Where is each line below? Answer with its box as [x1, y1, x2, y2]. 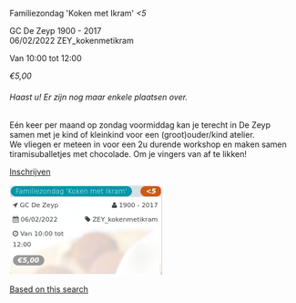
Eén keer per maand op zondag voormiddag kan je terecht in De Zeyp [9, 120, 271, 131]
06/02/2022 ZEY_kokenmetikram [9, 36, 134, 46]
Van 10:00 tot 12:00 [9, 53, 82, 63]
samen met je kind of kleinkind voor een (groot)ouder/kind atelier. [9, 130, 255, 141]
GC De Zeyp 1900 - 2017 [9, 26, 102, 36]
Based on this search [9, 284, 89, 295]
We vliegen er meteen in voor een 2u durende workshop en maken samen [9, 139, 287, 150]
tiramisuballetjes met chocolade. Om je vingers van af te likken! [9, 149, 248, 160]
